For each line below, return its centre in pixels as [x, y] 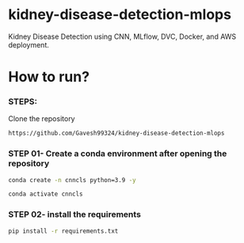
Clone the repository [42, 119]
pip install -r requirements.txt [63, 231]
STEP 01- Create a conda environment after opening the [118, 154]
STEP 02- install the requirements [74, 215]
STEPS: [23, 102]
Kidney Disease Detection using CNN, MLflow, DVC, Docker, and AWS [122, 36]
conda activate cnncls [46, 194]
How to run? [49, 77]
